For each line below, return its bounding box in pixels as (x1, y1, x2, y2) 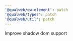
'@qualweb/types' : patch (5, 12, 57, 17)
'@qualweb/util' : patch (5, 16, 55, 21)
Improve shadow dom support (5, 30, 67, 36)
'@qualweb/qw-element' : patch (5, 7, 68, 12)
